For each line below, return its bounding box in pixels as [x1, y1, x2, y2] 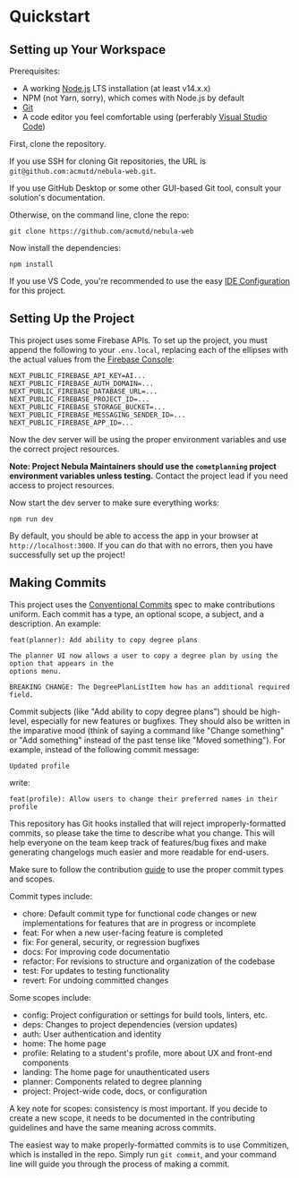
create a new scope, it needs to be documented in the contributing [9, 1113, 255, 1123]
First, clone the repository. [9, 139, 107, 149]
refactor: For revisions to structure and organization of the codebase [21, 956, 276, 967]
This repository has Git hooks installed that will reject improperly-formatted [9, 818, 286, 829]
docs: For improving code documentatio [21, 946, 170, 957]
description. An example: [9, 618, 101, 629]
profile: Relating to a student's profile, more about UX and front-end [21, 1047, 273, 1058]
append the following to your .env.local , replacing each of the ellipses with [9, 344, 288, 355]
